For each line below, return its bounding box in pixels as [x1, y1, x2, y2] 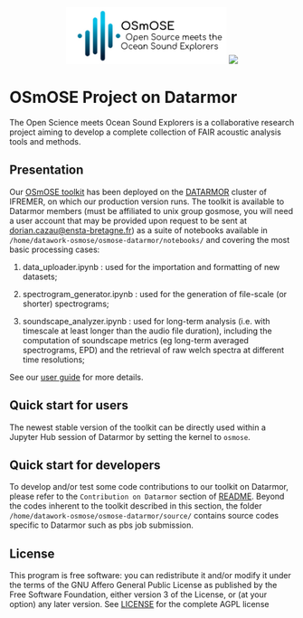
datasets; [22, 271, 58, 282]
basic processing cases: [9, 244, 100, 255]
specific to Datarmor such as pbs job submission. [9, 520, 194, 530]
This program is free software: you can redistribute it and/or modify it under [9, 570, 291, 581]
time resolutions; [22, 354, 86, 365]
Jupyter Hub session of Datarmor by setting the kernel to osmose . [9, 431, 251, 442]
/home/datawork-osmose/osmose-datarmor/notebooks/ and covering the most [9, 234, 290, 245]
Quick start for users [9, 398, 128, 413]
